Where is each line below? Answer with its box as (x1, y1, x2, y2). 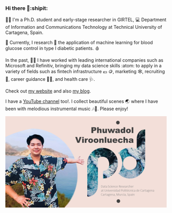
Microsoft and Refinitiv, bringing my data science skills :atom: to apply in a (5, 63, 162, 69)
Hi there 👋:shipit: (5, 5, 48, 12)
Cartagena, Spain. (5, 29, 44, 35)
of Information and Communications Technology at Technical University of (5, 24, 162, 30)
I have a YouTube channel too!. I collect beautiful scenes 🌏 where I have (5, 98, 159, 104)
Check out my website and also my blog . (5, 88, 91, 94)
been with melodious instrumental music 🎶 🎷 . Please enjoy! (5, 105, 128, 112)
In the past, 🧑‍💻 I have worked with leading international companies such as (5, 57, 164, 63)
